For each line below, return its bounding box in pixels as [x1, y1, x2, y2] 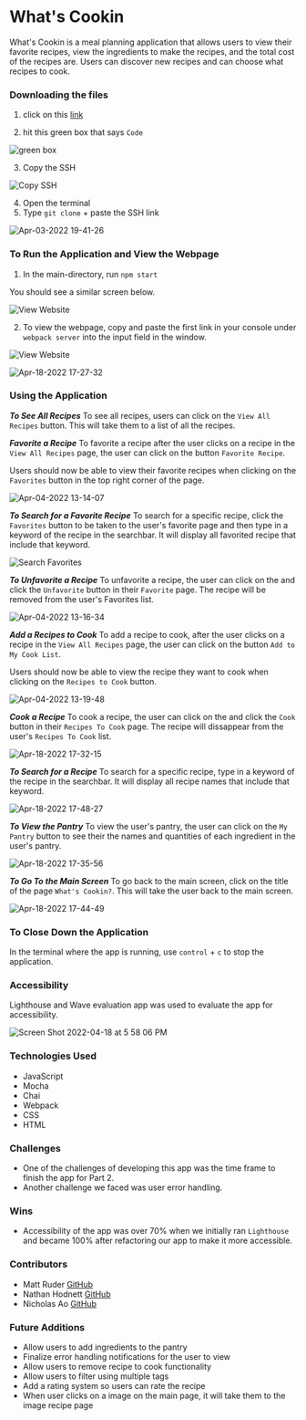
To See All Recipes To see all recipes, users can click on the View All [9, 410, 270, 421]
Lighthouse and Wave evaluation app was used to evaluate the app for [9, 999, 273, 1010]
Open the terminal [22, 198, 91, 209]
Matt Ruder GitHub [22, 1279, 94, 1289]
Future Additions [9, 1321, 85, 1333]
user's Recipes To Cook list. [9, 730, 112, 741]
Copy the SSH [22, 162, 76, 173]
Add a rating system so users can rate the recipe [22, 1380, 206, 1391]
